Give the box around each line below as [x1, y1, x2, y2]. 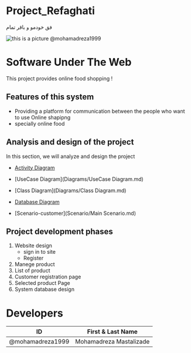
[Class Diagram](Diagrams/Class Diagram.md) [14, 187, 127, 194]
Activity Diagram [14, 164, 55, 171]
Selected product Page [14, 280, 70, 287]
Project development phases [6, 226, 113, 236]
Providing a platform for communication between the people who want [14, 107, 186, 115]
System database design [14, 286, 75, 293]
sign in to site [23, 248, 56, 255]
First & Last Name [87, 328, 138, 336]
